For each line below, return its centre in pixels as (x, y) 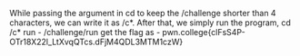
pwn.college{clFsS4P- (204, 32)
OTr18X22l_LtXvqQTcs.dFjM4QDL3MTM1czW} (96, 42)
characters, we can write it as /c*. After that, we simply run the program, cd (150, 23)
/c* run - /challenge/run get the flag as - (85, 32)
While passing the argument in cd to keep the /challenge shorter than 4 (143, 13)
